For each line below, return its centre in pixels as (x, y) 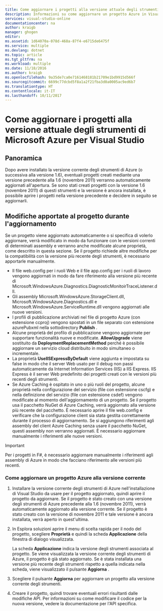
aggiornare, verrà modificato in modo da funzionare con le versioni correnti (80, 241)
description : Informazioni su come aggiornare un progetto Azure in (76, 14)
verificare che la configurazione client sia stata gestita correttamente (81, 415)
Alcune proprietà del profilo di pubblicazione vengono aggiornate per (81, 333)
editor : (13, 37)
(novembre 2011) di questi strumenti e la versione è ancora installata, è (75, 191)
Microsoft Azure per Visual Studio (75, 140)
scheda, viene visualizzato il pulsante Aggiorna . (61, 569)
